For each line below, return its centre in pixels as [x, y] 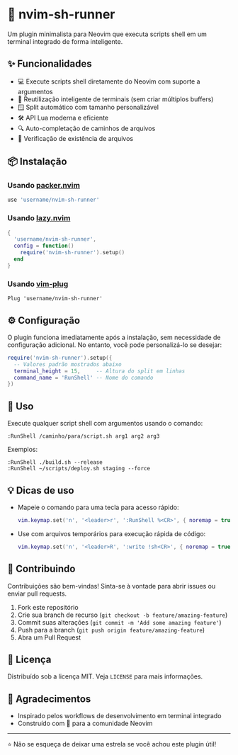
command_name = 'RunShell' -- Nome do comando [84, 377]
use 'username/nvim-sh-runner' [53, 200]
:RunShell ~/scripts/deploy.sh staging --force [79, 469]
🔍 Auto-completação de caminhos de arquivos [86, 128]
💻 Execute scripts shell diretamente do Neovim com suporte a [109, 81]
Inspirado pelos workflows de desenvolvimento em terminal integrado [119, 716]
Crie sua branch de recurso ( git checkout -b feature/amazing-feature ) [123, 615]
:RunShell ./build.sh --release [55, 462]
